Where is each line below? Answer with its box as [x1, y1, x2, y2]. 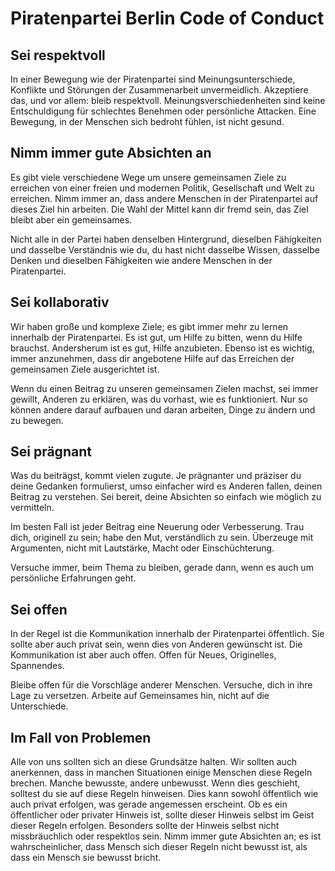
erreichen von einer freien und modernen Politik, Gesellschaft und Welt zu [10, 182, 315, 194]
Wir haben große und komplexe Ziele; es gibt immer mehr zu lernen [10, 320, 289, 332]
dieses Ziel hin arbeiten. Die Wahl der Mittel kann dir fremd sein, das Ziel [10, 203, 309, 215]
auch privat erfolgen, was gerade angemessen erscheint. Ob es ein [10, 798, 288, 811]
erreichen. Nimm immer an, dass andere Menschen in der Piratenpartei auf [10, 192, 319, 204]
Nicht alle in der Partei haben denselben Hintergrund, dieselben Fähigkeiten [10, 233, 322, 245]
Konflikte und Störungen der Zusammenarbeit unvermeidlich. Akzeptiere [10, 84, 309, 96]
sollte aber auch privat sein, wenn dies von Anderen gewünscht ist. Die [10, 638, 303, 651]
